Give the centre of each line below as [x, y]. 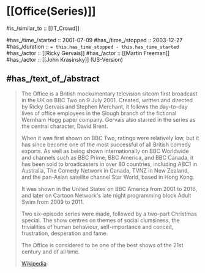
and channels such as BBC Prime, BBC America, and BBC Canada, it [107, 157]
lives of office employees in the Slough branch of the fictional [99, 113]
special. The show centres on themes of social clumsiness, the [100, 220]
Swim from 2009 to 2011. [53, 202]
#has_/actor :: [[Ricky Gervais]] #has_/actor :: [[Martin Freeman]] [88, 53]
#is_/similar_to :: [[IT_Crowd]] [43, 28]
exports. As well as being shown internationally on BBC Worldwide [105, 151]
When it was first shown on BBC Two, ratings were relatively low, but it [110, 138]
